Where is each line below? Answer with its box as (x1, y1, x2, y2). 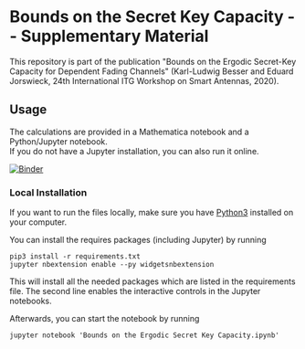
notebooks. (9, 295, 52, 307)
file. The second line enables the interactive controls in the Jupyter (9, 286, 261, 297)
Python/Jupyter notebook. (9, 135, 108, 147)
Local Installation (9, 185, 88, 198)
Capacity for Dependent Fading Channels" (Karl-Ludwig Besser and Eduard (9, 66, 294, 77)
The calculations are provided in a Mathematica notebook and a (9, 126, 249, 137)
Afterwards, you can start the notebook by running (9, 313, 200, 324)
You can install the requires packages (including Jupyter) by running (9, 235, 267, 246)
